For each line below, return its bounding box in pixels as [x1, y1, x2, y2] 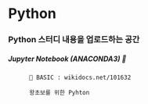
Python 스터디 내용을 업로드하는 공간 [8, 34, 140, 45]
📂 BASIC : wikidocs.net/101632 [28, 74, 132, 82]
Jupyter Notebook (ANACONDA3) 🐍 [8, 54, 127, 63]
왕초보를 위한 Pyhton [28, 89, 90, 97]
